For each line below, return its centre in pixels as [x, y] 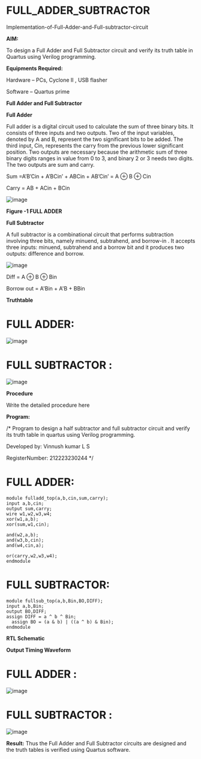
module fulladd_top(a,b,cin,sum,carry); [58, 498]
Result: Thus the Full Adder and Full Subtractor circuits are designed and [97, 743]
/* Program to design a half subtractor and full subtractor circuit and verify [98, 428]
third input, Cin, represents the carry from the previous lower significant [95, 145]
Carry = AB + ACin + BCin [38, 188]
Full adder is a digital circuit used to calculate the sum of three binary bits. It [100, 126]
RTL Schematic [25, 638]
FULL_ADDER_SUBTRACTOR [78, 10]
